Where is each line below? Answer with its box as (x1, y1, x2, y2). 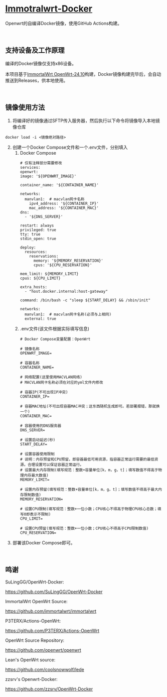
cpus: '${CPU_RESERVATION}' (33, 262, 92, 268)
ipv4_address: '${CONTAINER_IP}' (29, 201, 99, 206)
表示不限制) (30, 512, 51, 517)
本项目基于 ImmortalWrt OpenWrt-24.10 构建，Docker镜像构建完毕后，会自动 (5, 71, 161, 77)
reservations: (29, 254, 59, 259)
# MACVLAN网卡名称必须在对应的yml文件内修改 (20, 380, 103, 385)
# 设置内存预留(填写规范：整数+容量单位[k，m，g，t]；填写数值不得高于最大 (20, 487, 158, 492)
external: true (24, 316, 57, 321)
